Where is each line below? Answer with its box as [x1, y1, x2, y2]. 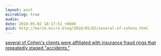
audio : [5, 16, 19, 21]
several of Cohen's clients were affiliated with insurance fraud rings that [5, 39, 156, 45]
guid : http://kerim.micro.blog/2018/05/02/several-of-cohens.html [5, 26, 149, 31]
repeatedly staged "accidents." [5, 45, 70, 51]
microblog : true [5, 12, 40, 17]
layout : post [5, 7, 33, 12]
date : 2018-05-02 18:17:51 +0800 [5, 21, 76, 26]
